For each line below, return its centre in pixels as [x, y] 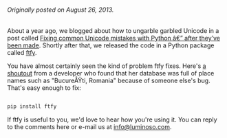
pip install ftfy [32, 106]
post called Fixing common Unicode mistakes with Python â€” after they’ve [113, 38]
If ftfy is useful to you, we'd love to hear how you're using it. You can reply [112, 119]
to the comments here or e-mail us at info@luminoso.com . [89, 127]
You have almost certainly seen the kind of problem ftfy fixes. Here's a [107, 66]
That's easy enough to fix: [44, 88]
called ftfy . [22, 53]
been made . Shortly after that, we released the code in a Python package [111, 45]
